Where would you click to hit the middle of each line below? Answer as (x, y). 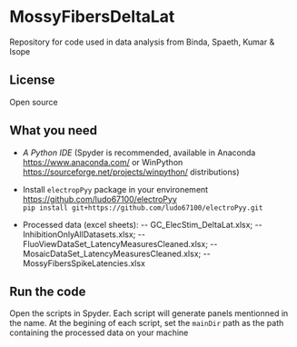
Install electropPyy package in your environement (115, 189)
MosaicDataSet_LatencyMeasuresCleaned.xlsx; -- (116, 253)
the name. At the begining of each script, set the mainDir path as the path (147, 323)
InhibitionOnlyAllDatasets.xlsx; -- (84, 234)
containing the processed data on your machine (99, 332)
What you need (54, 130)
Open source (34, 102)
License (32, 80)
